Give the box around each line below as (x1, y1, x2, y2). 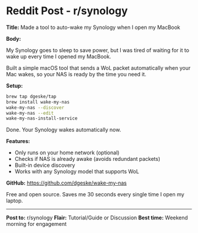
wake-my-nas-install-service (6, 115, 78, 122)
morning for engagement (6, 221, 67, 228)
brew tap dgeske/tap (6, 93, 57, 99)
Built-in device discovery (14, 161, 75, 169)
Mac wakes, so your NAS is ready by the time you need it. (6, 70, 147, 77)
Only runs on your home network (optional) (14, 149, 120, 156)
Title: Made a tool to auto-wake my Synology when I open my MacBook (6, 24, 181, 31)
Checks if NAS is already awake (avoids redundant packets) (14, 156, 160, 163)
